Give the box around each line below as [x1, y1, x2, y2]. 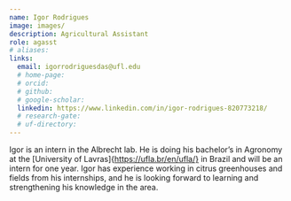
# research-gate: [17, 112, 82, 120]
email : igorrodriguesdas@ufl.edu [17, 63, 141, 72]
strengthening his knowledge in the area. [9, 182, 159, 192]
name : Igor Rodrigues [9, 12, 90, 22]
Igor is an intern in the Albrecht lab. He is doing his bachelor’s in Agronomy [9, 144, 283, 155]
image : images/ [9, 21, 66, 30]
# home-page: [17, 71, 66, 80]
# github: [17, 87, 53, 96]
